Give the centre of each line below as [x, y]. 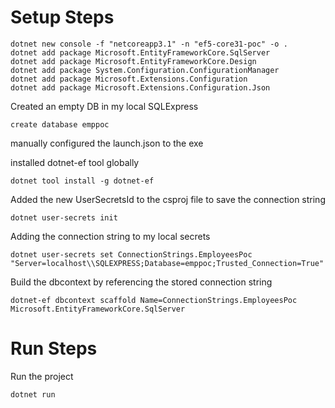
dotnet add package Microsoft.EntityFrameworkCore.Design [133, 61]
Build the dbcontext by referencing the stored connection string [141, 282]
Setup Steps [62, 17]
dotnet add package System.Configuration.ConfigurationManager [145, 70]
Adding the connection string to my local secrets [110, 236]
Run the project [42, 376]
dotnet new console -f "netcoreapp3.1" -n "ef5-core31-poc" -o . [149, 44]
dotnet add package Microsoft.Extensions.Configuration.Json [140, 87]
